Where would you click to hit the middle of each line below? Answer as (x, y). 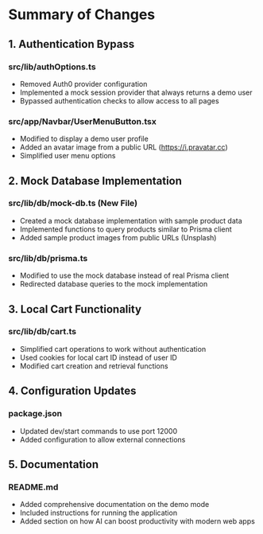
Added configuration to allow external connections (102, 439)
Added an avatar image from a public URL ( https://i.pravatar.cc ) (124, 147)
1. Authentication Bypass (72, 44)
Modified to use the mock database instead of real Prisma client (124, 275)
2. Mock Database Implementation (95, 181)
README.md (33, 487)
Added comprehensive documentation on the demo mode (114, 505)
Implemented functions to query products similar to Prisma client (126, 229)
